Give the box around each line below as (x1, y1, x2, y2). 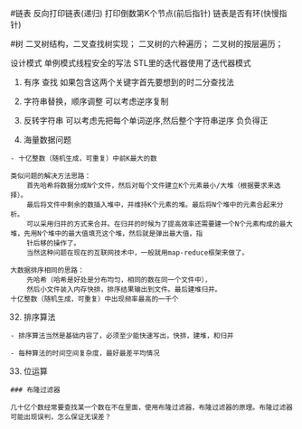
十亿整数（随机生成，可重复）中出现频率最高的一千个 (10, 294, 179, 303)
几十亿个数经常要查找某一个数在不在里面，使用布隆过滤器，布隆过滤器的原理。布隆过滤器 (10, 403, 293, 412)
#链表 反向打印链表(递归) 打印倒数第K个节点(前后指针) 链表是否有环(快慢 (10, 8, 279, 18)
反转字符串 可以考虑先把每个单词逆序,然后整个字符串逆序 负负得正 (23, 116, 269, 126)
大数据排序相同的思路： (10, 266, 85, 275)
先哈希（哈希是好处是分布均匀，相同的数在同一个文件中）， (26, 275, 212, 284)
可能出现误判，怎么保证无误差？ (10, 413, 112, 422)
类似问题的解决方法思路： (10, 172, 91, 181)
